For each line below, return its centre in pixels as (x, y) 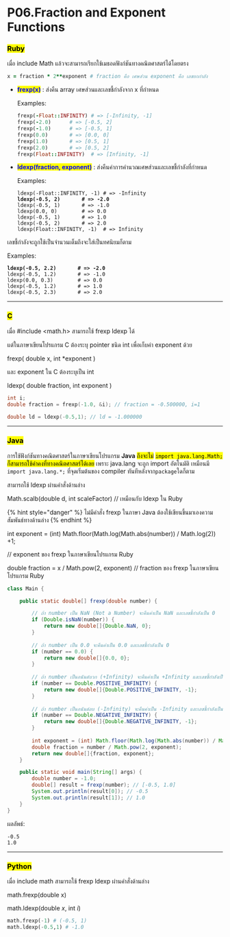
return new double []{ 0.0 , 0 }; (87, 658)
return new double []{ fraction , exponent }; (93, 753)
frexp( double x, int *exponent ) (51, 358)
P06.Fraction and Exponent (87, 13)
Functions (36, 27)
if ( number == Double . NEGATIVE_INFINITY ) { (94, 715)
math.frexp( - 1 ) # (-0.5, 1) (47, 921)
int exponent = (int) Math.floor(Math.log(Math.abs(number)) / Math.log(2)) (112, 533)
